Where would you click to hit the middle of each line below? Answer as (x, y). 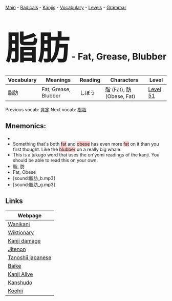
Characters (124, 80)
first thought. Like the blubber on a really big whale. (67, 149)
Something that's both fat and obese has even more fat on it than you (86, 144)
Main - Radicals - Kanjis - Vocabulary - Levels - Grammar (66, 7)
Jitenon (17, 249)
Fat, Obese (24, 172)
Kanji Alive (20, 274)
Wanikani (19, 224)
